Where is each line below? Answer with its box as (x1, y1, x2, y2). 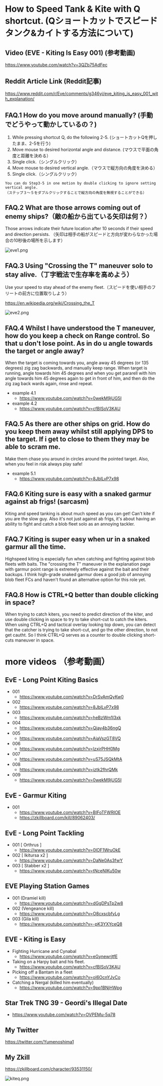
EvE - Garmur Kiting (5, 791, 67, 800)
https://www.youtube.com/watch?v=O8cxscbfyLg (19, 910, 121, 916)
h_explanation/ (5, 95, 35, 101)
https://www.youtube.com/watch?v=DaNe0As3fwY (19, 857, 123, 863)
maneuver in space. (15, 637, 55, 643)
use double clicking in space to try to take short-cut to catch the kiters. (5, 617, 148, 623)
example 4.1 (12, 390, 36, 396)
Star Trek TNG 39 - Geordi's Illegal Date (5, 998, 128, 1007)
